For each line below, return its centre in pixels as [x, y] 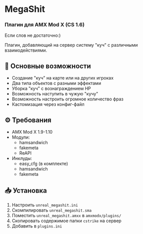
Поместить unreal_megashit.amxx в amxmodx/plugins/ [67, 215]
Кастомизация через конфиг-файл [48, 104]
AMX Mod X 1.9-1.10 [32, 132]
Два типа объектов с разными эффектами [56, 83]
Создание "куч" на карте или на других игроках [63, 78]
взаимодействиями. [26, 50]
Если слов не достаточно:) [33, 35]
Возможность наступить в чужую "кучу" [55, 94]
